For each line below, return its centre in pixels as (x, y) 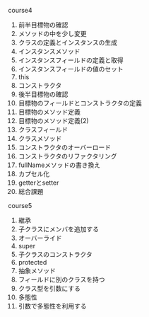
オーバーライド (40, 238)
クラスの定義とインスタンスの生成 (67, 42)
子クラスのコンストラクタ (55, 254)
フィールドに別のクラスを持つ (61, 279)
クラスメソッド (40, 138)
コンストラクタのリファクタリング (67, 156)
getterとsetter (38, 183)
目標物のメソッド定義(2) (53, 121)
